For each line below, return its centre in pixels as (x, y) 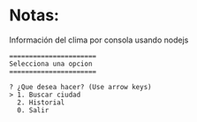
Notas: (34, 15)
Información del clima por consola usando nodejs (99, 40)
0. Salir (33, 110)
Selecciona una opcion (51, 64)
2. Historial (41, 103)
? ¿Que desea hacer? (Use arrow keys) (80, 87)
